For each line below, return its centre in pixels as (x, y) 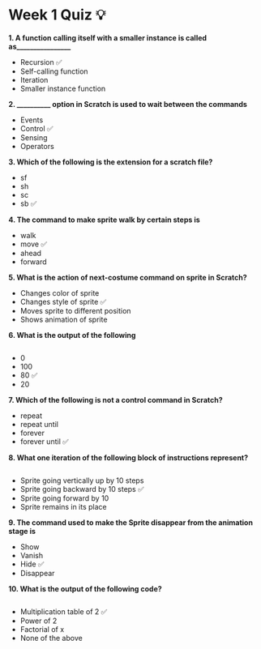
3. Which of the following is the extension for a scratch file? (111, 162)
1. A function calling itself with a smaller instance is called (108, 37)
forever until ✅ (44, 441)
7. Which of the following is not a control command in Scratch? (116, 399)
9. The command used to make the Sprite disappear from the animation (131, 522)
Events (32, 120)
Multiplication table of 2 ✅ (64, 611)
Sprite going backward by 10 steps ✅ (82, 489)
